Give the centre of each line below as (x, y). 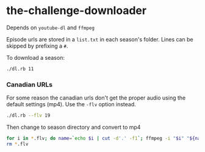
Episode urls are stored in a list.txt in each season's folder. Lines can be (100, 39)
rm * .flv (17, 144)
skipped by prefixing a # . (37, 46)
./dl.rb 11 (20, 69)
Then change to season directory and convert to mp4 (74, 127)
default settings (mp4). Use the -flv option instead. (71, 104)
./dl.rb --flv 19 (28, 116)
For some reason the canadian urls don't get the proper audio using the (96, 98)
